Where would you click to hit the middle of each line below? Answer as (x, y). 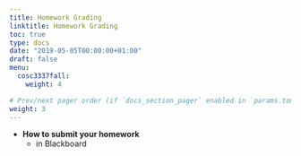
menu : (19, 68)
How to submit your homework (81, 134)
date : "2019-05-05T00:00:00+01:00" (76, 51)
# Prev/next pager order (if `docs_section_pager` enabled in (128, 100)
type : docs (30, 43)
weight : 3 (28, 108)
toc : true (28, 34)
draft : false (34, 59)
